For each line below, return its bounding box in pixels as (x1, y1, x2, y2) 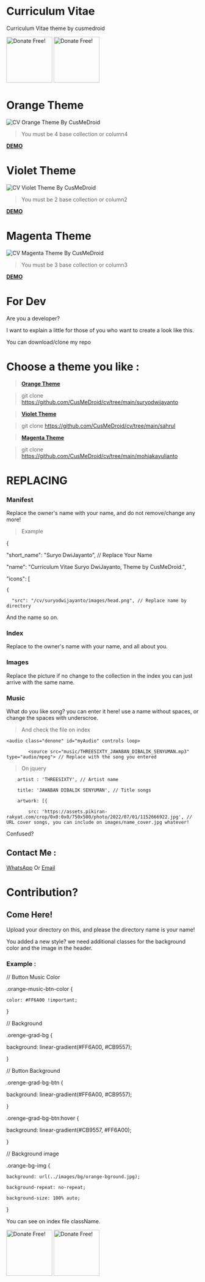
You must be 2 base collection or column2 (21, 196, 128, 203)
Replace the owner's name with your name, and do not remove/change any (6, 509, 195, 517)
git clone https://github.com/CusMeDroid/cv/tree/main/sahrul (21, 422, 176, 429)
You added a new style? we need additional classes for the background (6, 938, 186, 945)
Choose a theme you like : (6, 360, 140, 374)
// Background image (6, 1150, 59, 1157)
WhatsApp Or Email (6, 864, 56, 871)
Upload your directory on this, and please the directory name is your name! (6, 925, 195, 933)
